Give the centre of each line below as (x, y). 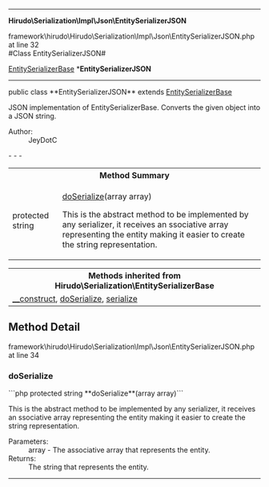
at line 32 (24, 45)
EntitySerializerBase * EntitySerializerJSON (80, 69)
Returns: (22, 459)
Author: (21, 132)
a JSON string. (32, 116)
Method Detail (44, 327)
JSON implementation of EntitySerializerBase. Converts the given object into (134, 108)
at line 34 (24, 355)
